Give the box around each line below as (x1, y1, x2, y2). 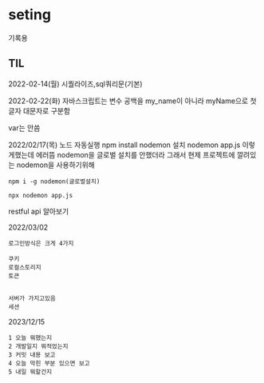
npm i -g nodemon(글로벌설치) (8, 178, 100, 186)
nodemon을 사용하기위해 (16, 160, 96, 170)
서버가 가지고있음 (8, 294, 56, 302)
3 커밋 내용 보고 (8, 350, 56, 359)
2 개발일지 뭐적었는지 (8, 342, 69, 350)
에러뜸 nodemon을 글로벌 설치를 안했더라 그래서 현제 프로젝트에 (35, 150, 235, 159)
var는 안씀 (8, 122, 41, 133)
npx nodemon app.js (8, 191, 73, 199)
